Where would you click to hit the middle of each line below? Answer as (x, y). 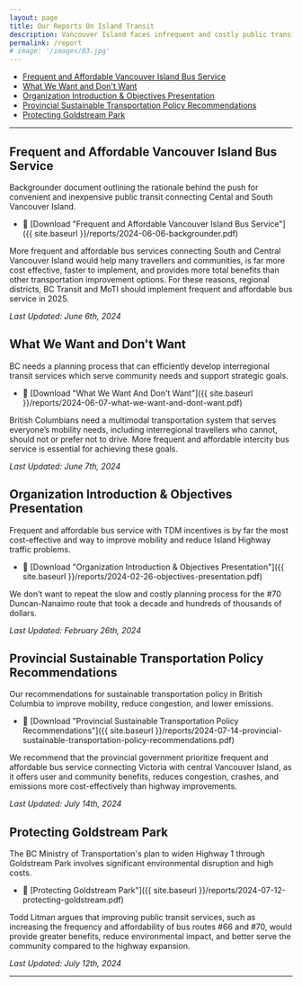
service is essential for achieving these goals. (93, 448)
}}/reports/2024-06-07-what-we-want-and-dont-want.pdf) (132, 402)
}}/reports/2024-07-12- (242, 891)
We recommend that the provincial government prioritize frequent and (139, 757)
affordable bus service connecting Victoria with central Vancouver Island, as (151, 767)
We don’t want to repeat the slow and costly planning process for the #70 (145, 594)
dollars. (23, 613)
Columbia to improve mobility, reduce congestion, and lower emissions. (142, 704)
